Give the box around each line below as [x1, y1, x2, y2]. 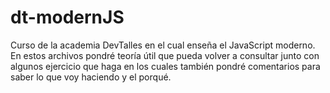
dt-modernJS [10, 6, 125, 29]
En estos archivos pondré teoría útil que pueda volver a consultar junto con [10, 49, 320, 61]
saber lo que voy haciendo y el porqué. [10, 71, 172, 83]
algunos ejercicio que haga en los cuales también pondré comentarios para [10, 60, 321, 72]
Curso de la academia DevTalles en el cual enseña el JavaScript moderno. [10, 39, 316, 51]
